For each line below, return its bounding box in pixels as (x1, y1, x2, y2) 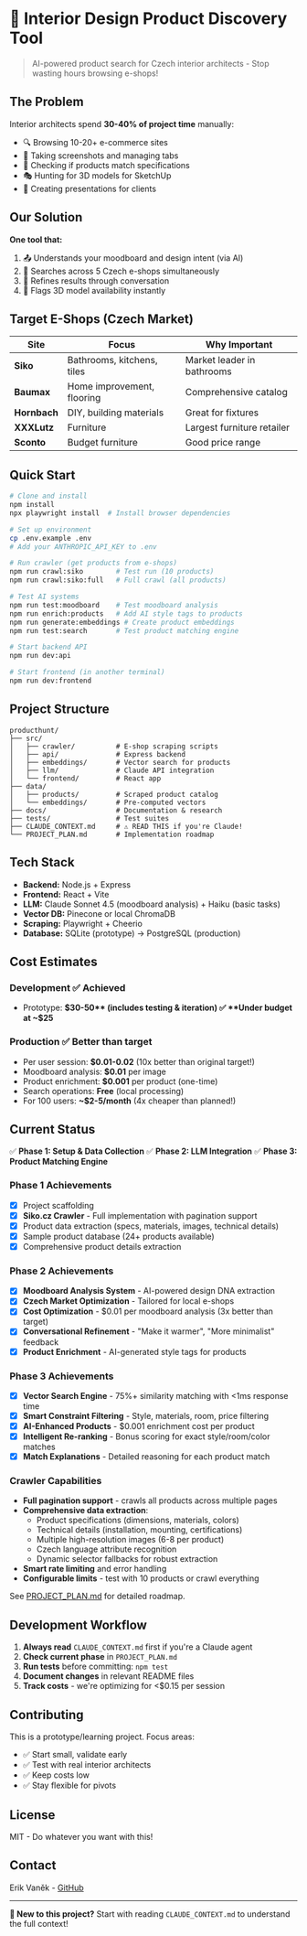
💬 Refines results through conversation (22, 274, 170, 286)
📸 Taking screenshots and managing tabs (22, 150, 179, 161)
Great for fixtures (185, 406, 259, 419)
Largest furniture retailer (185, 421, 291, 434)
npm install (9, 500, 55, 510)
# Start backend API (9, 642, 89, 652)
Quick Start (9, 467, 76, 483)
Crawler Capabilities (9, 1475, 102, 1488)
